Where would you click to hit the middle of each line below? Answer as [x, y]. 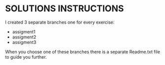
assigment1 [24, 32]
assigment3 [24, 42]
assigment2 [24, 37]
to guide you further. [26, 57]
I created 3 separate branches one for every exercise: [60, 22]
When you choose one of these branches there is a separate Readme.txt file [83, 52]
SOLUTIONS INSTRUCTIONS [65, 9]
